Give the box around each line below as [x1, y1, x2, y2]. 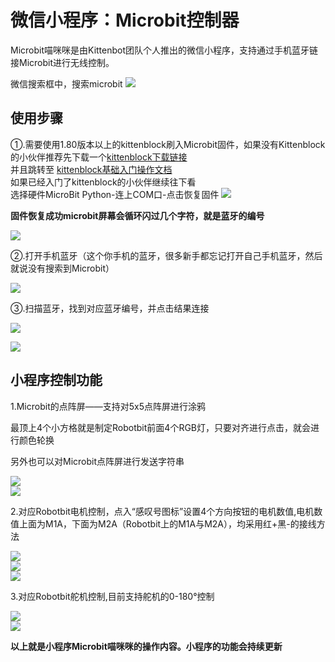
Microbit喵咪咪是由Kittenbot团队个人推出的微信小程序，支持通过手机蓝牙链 [10, 44, 319, 56]
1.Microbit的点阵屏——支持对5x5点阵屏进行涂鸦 [10, 400, 206, 412]
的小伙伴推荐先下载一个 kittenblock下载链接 [10, 151, 188, 163]
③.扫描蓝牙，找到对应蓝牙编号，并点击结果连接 [10, 302, 210, 314]
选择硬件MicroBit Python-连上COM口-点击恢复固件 [10, 188, 220, 200]
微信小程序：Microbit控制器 [10, 9, 240, 32]
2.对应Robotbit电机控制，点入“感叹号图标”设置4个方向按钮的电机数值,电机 [10, 505, 315, 517]
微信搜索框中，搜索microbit [10, 77, 123, 90]
